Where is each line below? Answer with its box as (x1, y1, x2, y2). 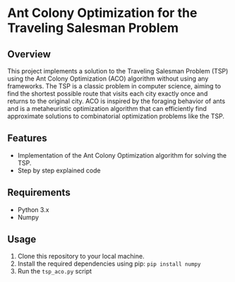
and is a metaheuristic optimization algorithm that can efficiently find (7, 105, 207, 112)
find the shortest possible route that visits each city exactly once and (7, 90, 208, 98)
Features (7, 132, 47, 144)
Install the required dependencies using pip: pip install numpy (17, 259, 201, 268)
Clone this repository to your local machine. (17, 252, 145, 261)
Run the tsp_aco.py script (17, 267, 92, 276)
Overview (7, 48, 52, 60)
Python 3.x (17, 205, 49, 213)
